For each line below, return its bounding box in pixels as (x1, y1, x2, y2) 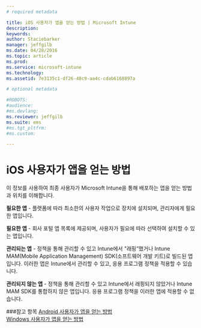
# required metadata (6, 8, 58, 15)
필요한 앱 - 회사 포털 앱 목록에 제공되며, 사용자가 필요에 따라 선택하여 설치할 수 (6, 225, 189, 232)
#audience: (6, 103, 34, 109)
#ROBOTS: (6, 97, 28, 103)
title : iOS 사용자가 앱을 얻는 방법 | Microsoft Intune (6, 19, 136, 26)
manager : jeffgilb (6, 42, 52, 48)
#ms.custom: (6, 130, 36, 137)
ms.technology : (6, 70, 44, 76)
